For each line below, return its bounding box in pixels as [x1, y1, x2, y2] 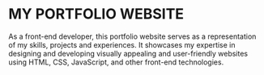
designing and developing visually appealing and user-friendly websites [8, 48, 249, 58]
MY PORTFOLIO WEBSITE [8, 5, 185, 23]
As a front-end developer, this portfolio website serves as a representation [8, 31, 257, 41]
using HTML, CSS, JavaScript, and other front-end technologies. [8, 57, 224, 67]
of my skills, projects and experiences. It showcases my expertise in [8, 40, 236, 49]
